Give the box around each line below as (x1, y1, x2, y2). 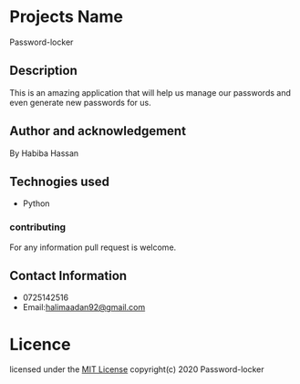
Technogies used (9, 173, 110, 189)
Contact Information (9, 268, 128, 284)
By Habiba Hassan (9, 148, 79, 159)
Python (22, 198, 50, 209)
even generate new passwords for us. (9, 97, 152, 108)
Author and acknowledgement (9, 123, 187, 139)
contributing (9, 221, 67, 234)
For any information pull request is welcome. (9, 242, 177, 253)
